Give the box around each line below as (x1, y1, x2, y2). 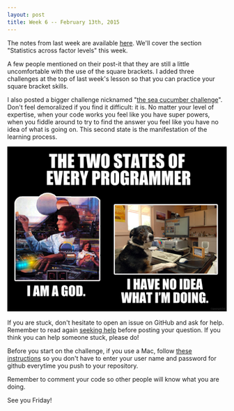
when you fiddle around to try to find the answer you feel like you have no (7, 117, 219, 126)
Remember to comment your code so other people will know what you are (7, 375, 219, 383)
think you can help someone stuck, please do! (7, 333, 139, 341)
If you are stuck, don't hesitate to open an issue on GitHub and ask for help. (7, 318, 224, 327)
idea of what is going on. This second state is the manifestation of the (7, 125, 208, 133)
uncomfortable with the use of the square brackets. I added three (7, 67, 195, 75)
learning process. (7, 133, 58, 141)
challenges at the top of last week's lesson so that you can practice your (7, 74, 216, 83)
